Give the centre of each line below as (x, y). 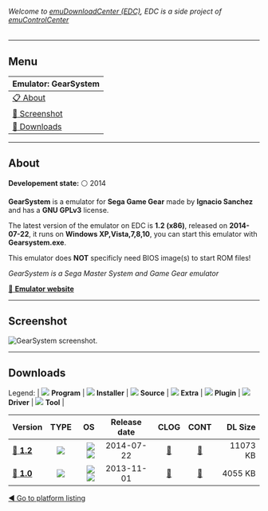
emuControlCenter (39, 19)
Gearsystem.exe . (37, 242)
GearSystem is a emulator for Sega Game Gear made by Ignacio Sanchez (131, 201)
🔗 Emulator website (41, 289)
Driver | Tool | (37, 403)
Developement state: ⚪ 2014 (57, 183)
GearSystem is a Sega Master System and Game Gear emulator (114, 273)
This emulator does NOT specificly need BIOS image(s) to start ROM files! (130, 257)
